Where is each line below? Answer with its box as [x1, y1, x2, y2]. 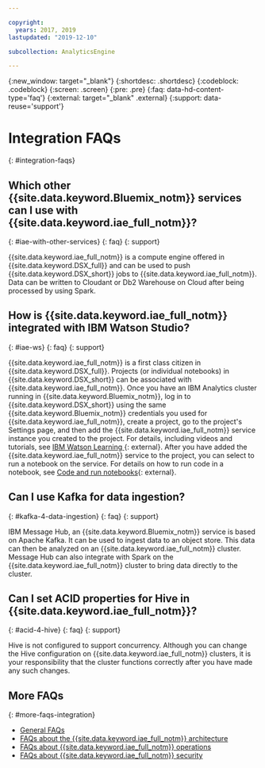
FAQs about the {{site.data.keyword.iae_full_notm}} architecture [19, 734, 229, 743]
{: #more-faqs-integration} [8, 710, 95, 720]
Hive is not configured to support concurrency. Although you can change [8, 640, 248, 651]
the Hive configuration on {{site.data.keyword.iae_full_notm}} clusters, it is [8, 649, 252, 659]
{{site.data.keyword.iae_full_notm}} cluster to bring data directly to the [8, 560, 238, 570]
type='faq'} [8, 93, 46, 103]
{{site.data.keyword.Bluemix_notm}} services [8, 191, 242, 205]
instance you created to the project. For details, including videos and [8, 433, 232, 443]
